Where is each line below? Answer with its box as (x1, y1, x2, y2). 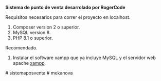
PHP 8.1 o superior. (12, 35, 53, 41)
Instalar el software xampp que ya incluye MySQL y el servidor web (12, 55, 156, 61)
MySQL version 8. (12, 30, 51, 35)
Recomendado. (5, 45, 38, 50)
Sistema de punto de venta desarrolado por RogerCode (5, 5, 126, 10)
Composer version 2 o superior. (12, 24, 80, 30)
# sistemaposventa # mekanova (5, 70, 73, 76)
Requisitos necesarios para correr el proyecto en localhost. (5, 14, 131, 20)
